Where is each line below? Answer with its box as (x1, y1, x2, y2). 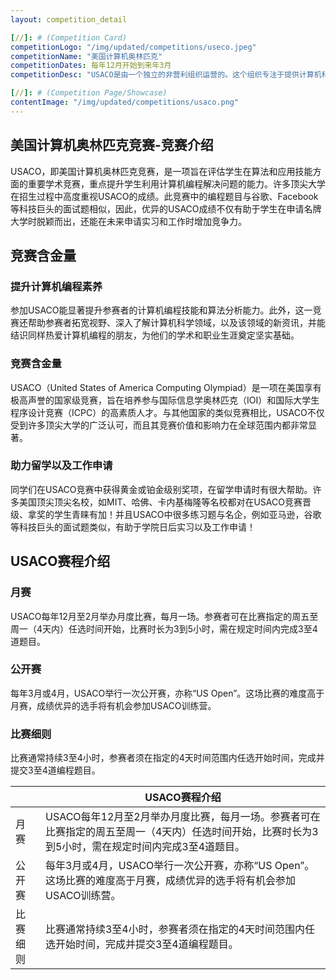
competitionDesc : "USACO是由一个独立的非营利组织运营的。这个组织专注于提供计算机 (10, 70, 322, 80)
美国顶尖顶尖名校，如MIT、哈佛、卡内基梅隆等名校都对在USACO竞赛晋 (18, 496, 312, 508)
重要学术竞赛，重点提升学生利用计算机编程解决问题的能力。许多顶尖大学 (27, 177, 326, 190)
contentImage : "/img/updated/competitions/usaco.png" (10, 97, 240, 107)
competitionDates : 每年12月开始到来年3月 (10, 61, 172, 71)
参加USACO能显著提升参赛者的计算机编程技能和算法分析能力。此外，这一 (10, 304, 313, 316)
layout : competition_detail (10, 14, 128, 25)
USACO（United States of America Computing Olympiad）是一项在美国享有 (10, 381, 322, 393)
